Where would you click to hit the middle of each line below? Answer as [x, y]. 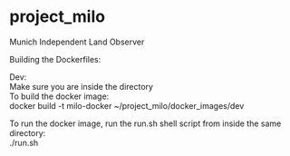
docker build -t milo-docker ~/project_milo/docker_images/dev [127, 105]
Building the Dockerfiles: [55, 59]
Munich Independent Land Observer [77, 42]
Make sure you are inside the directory [82, 86]
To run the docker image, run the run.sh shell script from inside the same [145, 123]
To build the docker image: [59, 96]
